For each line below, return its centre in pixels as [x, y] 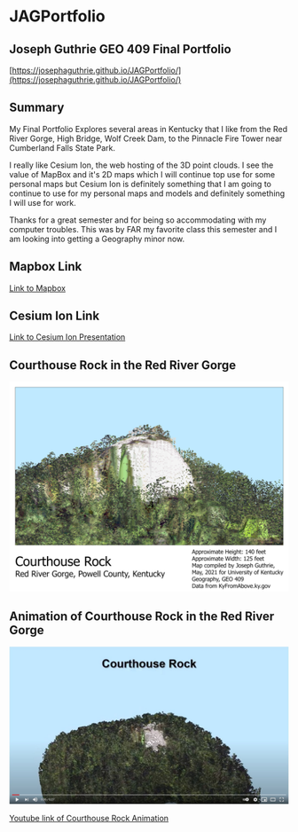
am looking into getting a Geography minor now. [97, 239]
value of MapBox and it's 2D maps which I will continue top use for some [142, 174]
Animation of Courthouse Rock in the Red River [142, 616]
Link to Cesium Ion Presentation [67, 337]
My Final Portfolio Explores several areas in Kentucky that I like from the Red [149, 129]
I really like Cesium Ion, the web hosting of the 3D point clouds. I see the [141, 165]
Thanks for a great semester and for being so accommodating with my [138, 220]
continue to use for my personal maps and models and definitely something [147, 193]
